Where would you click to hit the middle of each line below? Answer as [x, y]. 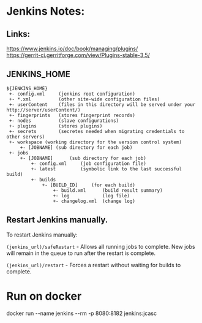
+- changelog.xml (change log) [94, 201]
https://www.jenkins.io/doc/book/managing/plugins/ [72, 48]
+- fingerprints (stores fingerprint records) [72, 115]
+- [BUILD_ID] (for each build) [89, 185]
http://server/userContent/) [43, 110]
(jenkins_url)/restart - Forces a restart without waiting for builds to [94, 265]
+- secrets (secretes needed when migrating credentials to [97, 131]
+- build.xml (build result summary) [108, 190]
